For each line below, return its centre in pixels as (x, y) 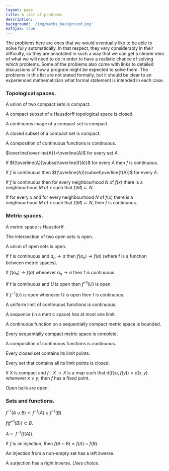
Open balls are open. (27, 387)
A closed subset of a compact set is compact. (53, 133)
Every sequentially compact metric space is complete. (62, 334)
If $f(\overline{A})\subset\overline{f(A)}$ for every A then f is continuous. (82, 163)
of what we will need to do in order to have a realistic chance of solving (80, 59)
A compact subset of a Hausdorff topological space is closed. (70, 114)
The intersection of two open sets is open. (50, 237)
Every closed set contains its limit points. (48, 353)
